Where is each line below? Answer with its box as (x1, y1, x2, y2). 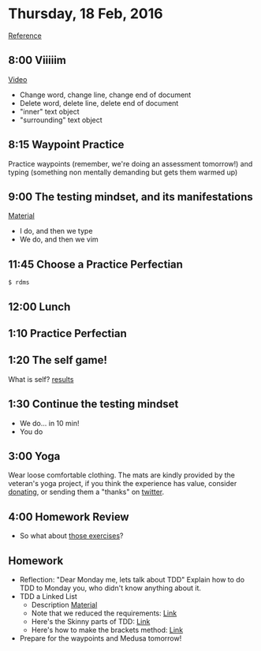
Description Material (31, 600, 98, 610)
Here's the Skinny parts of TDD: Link (31, 617, 151, 627)
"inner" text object (19, 107, 80, 116)
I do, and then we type (19, 226, 93, 236)
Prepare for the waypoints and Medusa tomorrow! (19, 634, 182, 643)
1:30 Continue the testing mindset (8, 398, 179, 411)
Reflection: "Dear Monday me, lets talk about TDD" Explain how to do (19, 575, 245, 585)
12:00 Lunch (8, 300, 71, 313)
